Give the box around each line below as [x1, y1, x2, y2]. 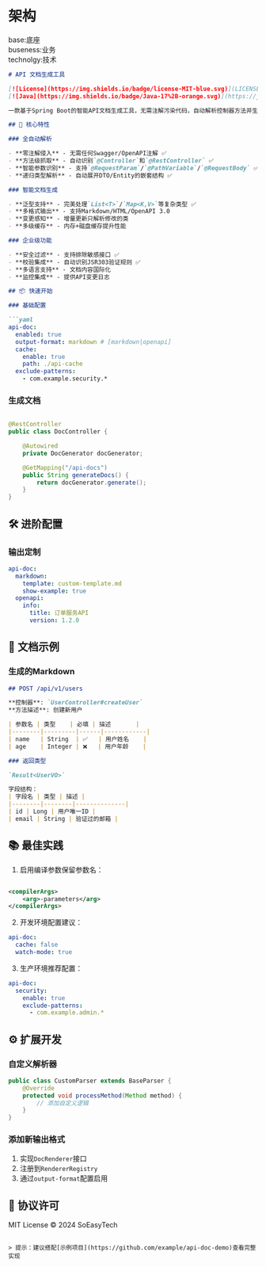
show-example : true [22, 587, 87, 595]
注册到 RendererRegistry [19, 1163, 98, 1173]
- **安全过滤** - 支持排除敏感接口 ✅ [8, 250, 120, 258]
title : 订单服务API [28, 609, 89, 617]
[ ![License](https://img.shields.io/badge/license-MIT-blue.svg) [8, 85, 228, 93]
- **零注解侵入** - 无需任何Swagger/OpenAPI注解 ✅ [8, 150, 167, 158]
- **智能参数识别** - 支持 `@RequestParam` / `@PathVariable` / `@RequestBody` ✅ [8, 164, 260, 172]
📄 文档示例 [8, 640, 59, 654]
